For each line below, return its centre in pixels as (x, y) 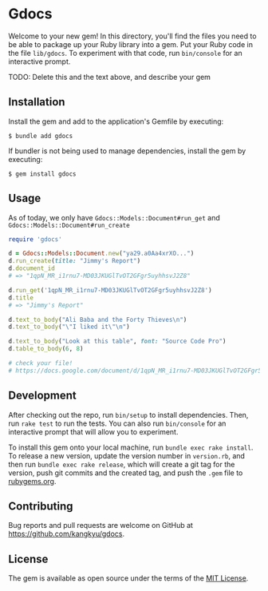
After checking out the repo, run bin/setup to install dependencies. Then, (128, 414)
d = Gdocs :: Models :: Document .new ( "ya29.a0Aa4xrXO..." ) (101, 254)
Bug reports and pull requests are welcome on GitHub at (101, 526)
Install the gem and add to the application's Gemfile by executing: (116, 121)
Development (43, 396)
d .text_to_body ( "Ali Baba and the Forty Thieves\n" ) (98, 319)
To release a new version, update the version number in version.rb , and (127, 455)
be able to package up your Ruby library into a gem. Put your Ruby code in (131, 44)
